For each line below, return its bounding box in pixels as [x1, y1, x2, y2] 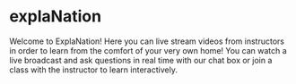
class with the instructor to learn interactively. [9, 64, 178, 75]
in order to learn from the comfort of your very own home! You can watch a [9, 45, 287, 55]
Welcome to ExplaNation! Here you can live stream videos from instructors [9, 36, 285, 46]
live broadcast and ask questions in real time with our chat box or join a [9, 55, 273, 65]
